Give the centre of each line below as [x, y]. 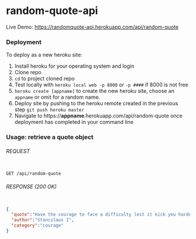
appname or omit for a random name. [57, 97]
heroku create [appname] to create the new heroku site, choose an [94, 91]
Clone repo [28, 72]
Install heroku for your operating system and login [74, 66]
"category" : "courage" [38, 226]
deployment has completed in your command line [74, 122]
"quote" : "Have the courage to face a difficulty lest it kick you [94, 214]
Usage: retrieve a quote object [50, 137]
